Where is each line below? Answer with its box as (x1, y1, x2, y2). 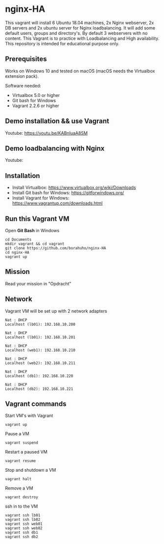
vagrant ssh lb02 (5, 517, 41, 522)
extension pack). (5, 73, 39, 79)
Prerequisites (5, 55, 47, 63)
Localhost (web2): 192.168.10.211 (5, 361, 76, 365)
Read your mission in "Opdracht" (5, 280, 71, 286)
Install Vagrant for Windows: (12, 195, 70, 201)
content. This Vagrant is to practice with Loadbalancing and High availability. (5, 35, 160, 41)
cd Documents (5, 237, 32, 242)
